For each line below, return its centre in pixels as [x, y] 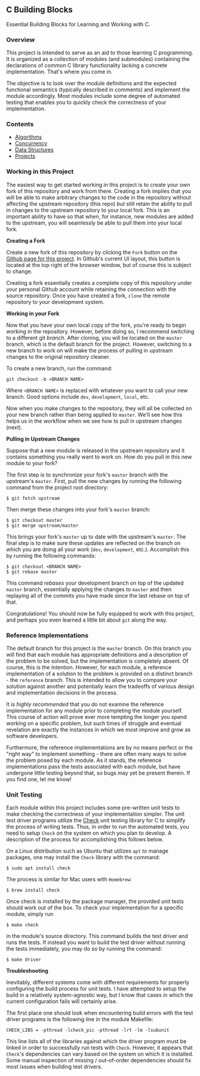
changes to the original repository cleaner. [58, 356]
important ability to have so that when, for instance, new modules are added [100, 216]
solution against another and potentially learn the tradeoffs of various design [100, 686]
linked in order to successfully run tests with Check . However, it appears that [99, 1048]
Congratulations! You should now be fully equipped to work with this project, [100, 613]
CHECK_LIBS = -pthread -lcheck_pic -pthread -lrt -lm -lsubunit [88, 1030]
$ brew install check [33, 890]
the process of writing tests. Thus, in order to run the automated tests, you [98, 827]
